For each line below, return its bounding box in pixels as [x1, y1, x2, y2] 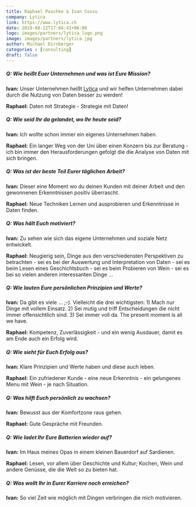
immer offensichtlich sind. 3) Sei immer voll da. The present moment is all [6, 311, 183, 318]
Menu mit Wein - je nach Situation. [6, 381, 89, 388]
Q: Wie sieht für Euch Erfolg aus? [6, 349, 89, 356]
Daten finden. [6, 206, 39, 214]
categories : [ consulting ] [6, 47, 72, 53]
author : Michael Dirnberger [6, 42, 75, 47]
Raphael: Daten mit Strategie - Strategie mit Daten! [6, 102, 128, 109]
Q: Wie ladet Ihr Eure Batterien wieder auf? [6, 434, 113, 441]
